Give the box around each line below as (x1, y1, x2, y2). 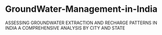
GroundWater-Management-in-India (5, 3, 158, 15)
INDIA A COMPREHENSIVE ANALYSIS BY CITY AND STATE (5, 25, 125, 31)
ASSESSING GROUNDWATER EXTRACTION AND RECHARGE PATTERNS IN (5, 20, 158, 26)
